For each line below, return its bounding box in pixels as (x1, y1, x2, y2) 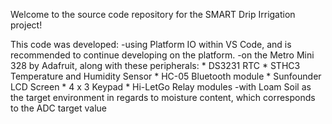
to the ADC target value (10, 102, 107, 114)
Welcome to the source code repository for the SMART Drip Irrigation (10, 9, 296, 20)
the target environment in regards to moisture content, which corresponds (10, 92, 316, 103)
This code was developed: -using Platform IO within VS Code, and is (10, 39, 292, 50)
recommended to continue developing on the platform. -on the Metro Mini (10, 49, 315, 61)
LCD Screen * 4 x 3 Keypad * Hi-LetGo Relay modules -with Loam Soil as (10, 81, 312, 93)
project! (10, 19, 43, 31)
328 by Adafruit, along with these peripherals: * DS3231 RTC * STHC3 (10, 60, 301, 71)
